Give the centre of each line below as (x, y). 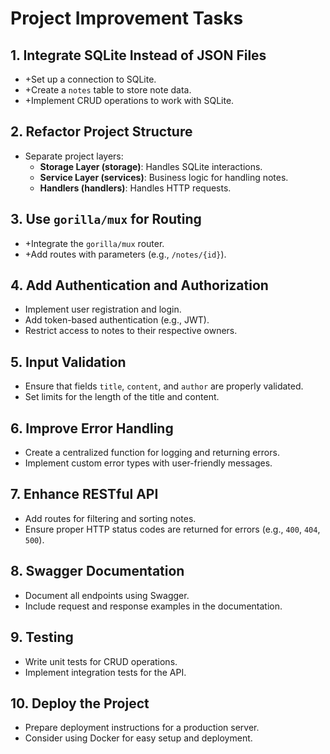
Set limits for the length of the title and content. (122, 397)
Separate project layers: (74, 156)
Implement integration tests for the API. (105, 672)
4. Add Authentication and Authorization (139, 285)
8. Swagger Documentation (97, 571)
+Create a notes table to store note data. (108, 90)
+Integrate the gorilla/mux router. (94, 243)
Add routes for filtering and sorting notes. (110, 518)
